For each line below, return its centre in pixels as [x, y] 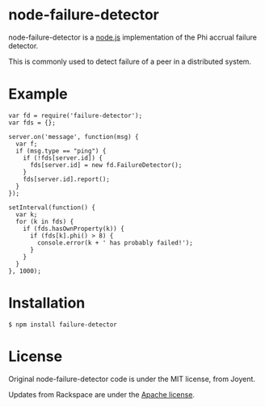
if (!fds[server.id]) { [63, 158]
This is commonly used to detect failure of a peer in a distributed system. [130, 61]
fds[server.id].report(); [67, 179]
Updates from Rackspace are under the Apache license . [102, 394]
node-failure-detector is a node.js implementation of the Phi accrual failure [132, 37]
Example [38, 94]
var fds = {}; [32, 123]
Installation [47, 303]
